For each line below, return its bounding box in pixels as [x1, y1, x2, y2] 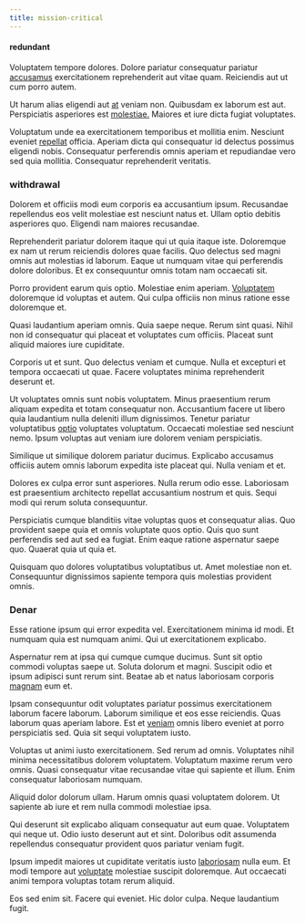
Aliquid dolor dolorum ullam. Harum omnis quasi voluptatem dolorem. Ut [9, 792, 280, 803]
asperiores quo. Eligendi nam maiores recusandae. [9, 218, 200, 229]
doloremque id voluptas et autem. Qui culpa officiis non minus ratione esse [9, 293, 290, 304]
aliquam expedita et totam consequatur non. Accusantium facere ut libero [9, 403, 286, 415]
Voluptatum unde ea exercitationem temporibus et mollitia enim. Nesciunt [9, 126, 285, 137]
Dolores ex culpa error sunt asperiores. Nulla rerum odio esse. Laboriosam [9, 478, 290, 489]
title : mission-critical [9, 13, 104, 23]
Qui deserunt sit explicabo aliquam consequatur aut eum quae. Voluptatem [9, 819, 290, 830]
